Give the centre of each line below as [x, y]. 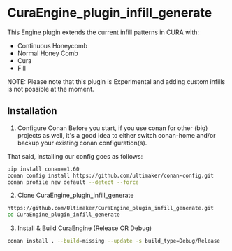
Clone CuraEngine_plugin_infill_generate [75, 195]
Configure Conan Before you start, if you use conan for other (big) [113, 128]
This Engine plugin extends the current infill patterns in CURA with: [103, 32]
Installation [32, 111]
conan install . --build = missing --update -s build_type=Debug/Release [114, 241]
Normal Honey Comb [48, 53]
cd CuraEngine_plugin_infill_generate [64, 215]
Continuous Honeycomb [52, 45]
